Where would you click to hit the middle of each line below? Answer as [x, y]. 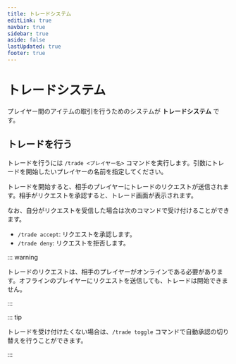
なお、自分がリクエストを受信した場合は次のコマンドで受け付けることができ [118, 210]
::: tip [15, 317]
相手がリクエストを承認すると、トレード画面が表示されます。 [108, 195]
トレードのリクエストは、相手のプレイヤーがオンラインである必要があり [112, 272]
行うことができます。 [56, 340]
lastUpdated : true [34, 47]
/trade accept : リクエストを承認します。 [76, 234]
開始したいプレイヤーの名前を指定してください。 [97, 171]
